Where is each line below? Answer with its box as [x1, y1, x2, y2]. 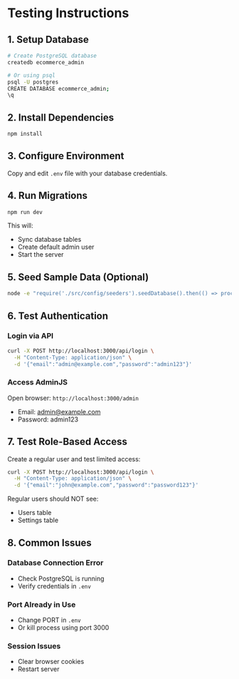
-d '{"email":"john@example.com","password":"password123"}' [14, 481, 199, 489]
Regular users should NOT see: [7, 494, 99, 504]
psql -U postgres [7, 78, 59, 86]
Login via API [7, 331, 54, 341]
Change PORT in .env [17, 616, 81, 625]
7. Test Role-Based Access [7, 436, 128, 448]
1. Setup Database [7, 34, 89, 46]
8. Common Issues [7, 536, 92, 548]
